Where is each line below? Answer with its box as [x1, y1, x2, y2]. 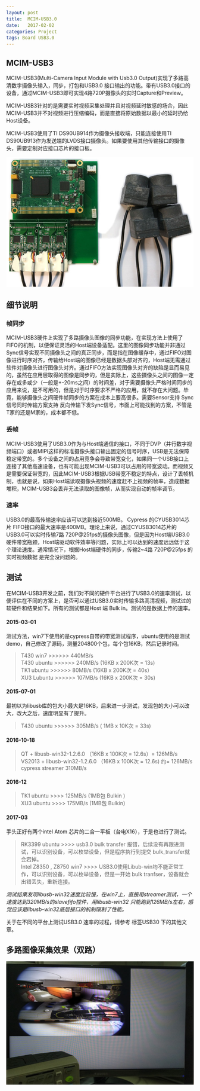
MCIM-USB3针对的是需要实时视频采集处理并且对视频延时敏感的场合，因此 [6, 102, 189, 109]
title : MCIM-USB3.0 [6, 16, 58, 22]
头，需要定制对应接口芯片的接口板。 [6, 144, 95, 152]
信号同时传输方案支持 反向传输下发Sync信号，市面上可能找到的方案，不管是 [6, 401, 192, 409]
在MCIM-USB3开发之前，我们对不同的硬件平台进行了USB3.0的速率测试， [6, 589, 186, 597]
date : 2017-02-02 [6, 22, 55, 28]
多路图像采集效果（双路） [6, 945, 100, 955]
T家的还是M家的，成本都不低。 [6, 409, 82, 416]
